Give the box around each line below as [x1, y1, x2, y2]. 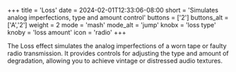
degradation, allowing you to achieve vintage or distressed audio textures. [7, 57, 223, 65]
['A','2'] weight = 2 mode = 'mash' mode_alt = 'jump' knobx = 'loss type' [7, 21, 217, 29]
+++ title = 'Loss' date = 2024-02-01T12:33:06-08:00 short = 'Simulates [7, 6, 219, 14]
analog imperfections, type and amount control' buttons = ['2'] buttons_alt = [7, 13, 229, 22]
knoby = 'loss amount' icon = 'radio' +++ [7, 28, 126, 36]
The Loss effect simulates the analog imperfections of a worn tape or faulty [7, 42, 228, 50]
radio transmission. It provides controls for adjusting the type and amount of [7, 49, 229, 57]
